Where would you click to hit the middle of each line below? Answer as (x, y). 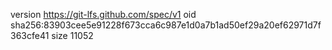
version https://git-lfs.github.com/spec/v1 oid (103, 14)
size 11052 (72, 35)
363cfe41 (30, 35)
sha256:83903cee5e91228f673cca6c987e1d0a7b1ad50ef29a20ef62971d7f (166, 25)
